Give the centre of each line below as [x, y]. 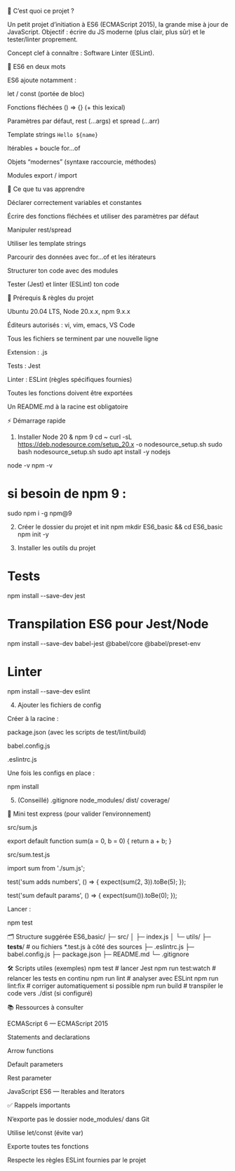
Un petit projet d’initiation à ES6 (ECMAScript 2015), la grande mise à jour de [118, 24]
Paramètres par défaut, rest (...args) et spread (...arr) [83, 121]
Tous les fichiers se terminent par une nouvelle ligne [83, 338]
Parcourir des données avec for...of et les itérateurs [82, 257]
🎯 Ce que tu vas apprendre [46, 189]
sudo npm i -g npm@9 [40, 513]
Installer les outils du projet [56, 548]
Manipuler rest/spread [39, 230]
